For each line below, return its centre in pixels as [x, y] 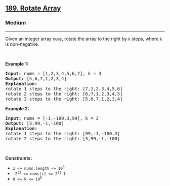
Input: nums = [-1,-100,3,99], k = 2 [52, 118]
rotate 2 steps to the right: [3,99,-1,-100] [63, 138]
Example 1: [17, 64]
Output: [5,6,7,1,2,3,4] [36, 79]
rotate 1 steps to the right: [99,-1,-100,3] [63, 133]
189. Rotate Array [33, 8]
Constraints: [19, 158]
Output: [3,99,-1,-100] [35, 123]
